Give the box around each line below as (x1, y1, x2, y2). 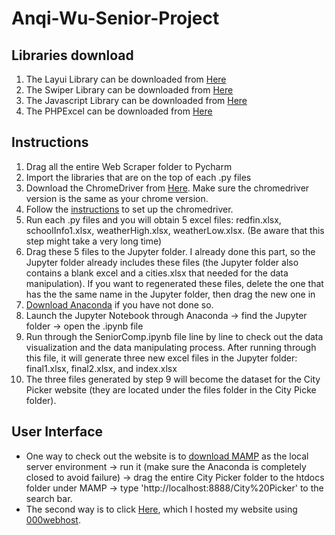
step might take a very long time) (25, 235, 163, 247)
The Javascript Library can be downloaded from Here (25, 95, 248, 106)
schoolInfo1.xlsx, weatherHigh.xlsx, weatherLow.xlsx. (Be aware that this (25, 224, 325, 236)
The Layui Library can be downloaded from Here (25, 73, 227, 85)
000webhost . (25, 513, 81, 526)
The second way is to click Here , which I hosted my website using (25, 503, 298, 515)
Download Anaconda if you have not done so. (25, 298, 214, 311)
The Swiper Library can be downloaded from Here (25, 84, 234, 96)
